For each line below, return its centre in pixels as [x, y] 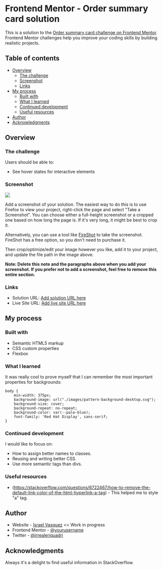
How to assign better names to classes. [52, 453]
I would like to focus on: [29, 444]
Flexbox [20, 353]
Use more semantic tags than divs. [47, 464]
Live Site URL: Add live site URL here [49, 303]
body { [12, 391]
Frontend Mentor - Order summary [77, 9]
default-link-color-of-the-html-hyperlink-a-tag [59, 493]
